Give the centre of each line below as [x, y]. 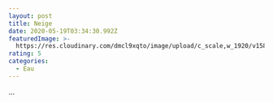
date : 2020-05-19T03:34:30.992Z [63, 31]
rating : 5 [25, 54]
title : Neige [30, 24]
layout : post [30, 16]
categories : [28, 62]
